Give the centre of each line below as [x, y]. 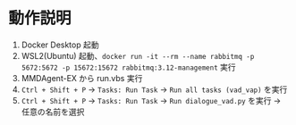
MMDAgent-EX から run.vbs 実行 [82, 78]
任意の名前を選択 [53, 112]
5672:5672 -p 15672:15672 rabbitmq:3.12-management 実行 [128, 67]
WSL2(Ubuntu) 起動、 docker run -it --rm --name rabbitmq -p [138, 55]
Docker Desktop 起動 [60, 45]
